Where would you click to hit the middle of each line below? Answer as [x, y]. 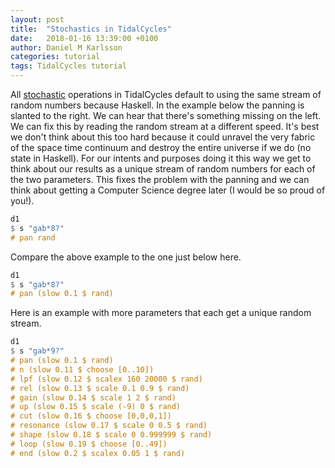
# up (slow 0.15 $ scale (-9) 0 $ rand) [96, 407]
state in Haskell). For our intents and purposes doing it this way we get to [161, 158]
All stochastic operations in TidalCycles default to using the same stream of [166, 94]
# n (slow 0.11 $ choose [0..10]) [82, 369]
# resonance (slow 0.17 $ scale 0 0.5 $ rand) [109, 426]
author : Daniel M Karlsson [66, 47]
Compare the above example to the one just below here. [126, 257]
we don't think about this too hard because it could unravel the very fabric [163, 137]
